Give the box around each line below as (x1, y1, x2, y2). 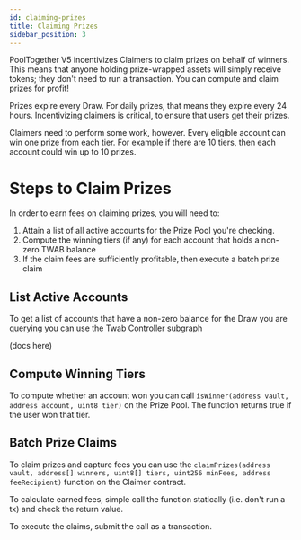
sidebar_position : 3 (9, 30, 87, 39)
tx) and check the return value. (9, 503, 124, 514)
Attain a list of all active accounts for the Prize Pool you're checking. (22, 226, 276, 236)
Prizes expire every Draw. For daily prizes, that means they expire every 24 (9, 101, 288, 111)
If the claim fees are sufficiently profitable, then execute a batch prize (22, 253, 280, 265)
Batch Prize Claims (9, 435, 118, 450)
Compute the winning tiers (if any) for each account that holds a (22, 235, 260, 245)
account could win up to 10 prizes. (9, 146, 137, 157)
